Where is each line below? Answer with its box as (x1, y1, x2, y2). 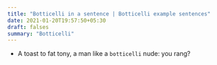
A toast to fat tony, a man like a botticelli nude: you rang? (17, 49, 191, 58)
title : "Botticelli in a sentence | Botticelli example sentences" (7, 10, 211, 18)
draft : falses (7, 23, 50, 30)
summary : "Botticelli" (7, 30, 74, 37)
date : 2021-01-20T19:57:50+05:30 (7, 17, 106, 24)
